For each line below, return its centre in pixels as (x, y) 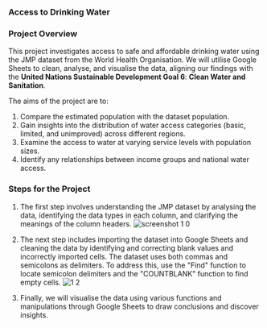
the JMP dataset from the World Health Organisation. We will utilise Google (133, 60)
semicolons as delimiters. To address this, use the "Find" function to (133, 265)
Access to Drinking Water (60, 12)
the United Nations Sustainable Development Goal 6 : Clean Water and (127, 77)
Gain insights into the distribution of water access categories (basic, (133, 125)
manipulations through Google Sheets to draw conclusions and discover (139, 306)
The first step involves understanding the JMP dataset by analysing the (138, 206)
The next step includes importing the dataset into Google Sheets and (134, 239)
